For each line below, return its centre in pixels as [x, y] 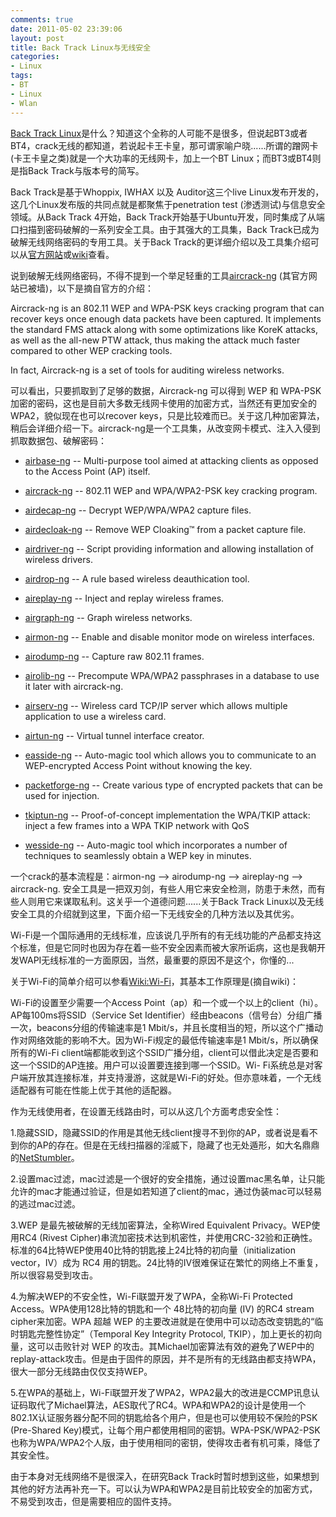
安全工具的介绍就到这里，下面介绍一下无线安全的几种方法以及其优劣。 [155, 913]
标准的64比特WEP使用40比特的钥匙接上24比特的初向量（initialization [153, 1250]
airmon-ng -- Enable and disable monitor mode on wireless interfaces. [169, 637]
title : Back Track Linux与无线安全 [81, 47]
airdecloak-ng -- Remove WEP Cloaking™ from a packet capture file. [165, 529]
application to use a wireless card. [95, 716]
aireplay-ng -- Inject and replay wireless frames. [124, 598]
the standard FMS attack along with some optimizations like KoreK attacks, [164, 329]
